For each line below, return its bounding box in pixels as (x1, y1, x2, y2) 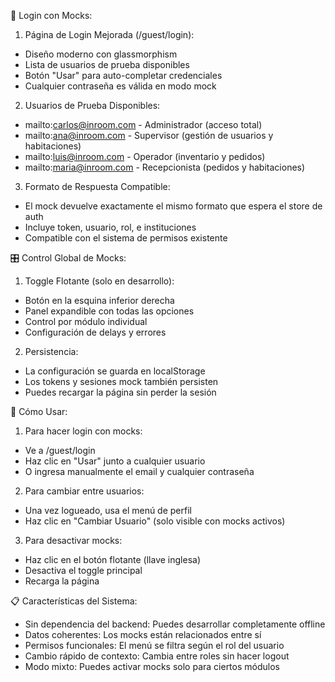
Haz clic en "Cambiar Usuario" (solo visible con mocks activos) (24, 515, 286, 527)
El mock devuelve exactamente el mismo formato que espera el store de (24, 200, 323, 212)
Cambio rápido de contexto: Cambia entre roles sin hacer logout (24, 650, 290, 662)
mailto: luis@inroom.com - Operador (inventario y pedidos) (24, 151, 266, 162)
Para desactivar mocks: (24, 535, 123, 546)
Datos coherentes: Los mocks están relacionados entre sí (24, 629, 262, 640)
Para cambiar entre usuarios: (24, 485, 145, 497)
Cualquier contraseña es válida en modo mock (24, 80, 217, 92)
